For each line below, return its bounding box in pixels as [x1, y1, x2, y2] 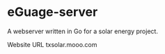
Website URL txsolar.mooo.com [7, 40, 97, 48]
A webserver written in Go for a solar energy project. [7, 27, 159, 35]
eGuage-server [7, 4, 98, 20]
